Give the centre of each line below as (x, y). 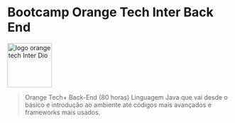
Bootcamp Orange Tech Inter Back (111, 12)
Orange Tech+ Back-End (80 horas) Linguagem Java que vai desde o (126, 97)
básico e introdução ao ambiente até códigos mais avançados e (118, 105)
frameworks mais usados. (62, 112)
